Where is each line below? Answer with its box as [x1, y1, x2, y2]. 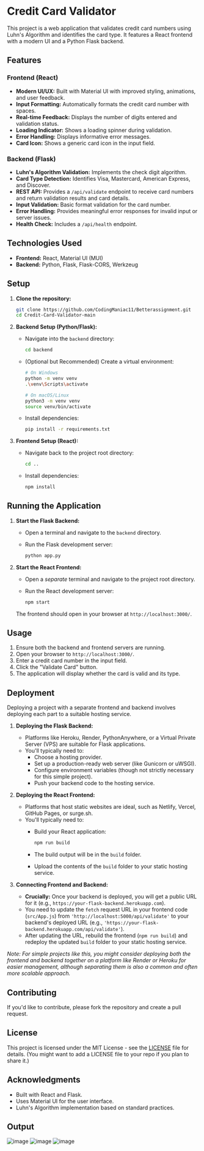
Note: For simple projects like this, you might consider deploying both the [7, 950, 191, 957]
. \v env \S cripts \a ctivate [24, 381, 89, 387]
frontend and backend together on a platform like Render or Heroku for [7, 957, 186, 964]
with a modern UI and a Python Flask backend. [7, 37, 125, 45]
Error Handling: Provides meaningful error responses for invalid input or [15, 207, 198, 214]
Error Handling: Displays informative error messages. [15, 133, 151, 140]
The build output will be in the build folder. [34, 851, 142, 858]
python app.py [24, 552, 61, 558]
